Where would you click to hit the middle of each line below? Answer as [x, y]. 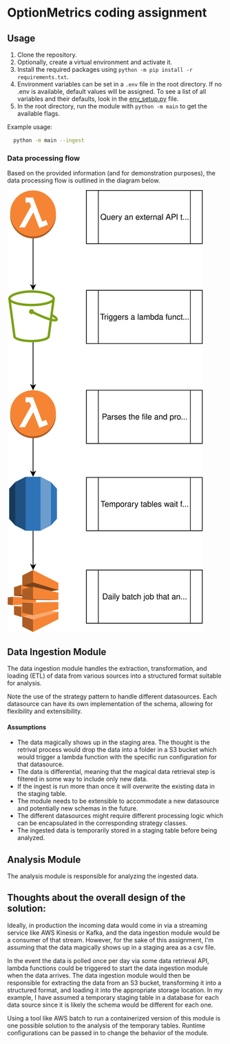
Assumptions [27, 727]
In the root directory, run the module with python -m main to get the [112, 106]
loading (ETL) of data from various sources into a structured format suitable [114, 676]
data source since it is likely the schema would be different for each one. [110, 1005]
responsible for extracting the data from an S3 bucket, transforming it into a [114, 983]
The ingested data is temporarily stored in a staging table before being [117, 831]
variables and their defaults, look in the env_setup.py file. [98, 99]
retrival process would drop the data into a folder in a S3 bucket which [117, 750]
